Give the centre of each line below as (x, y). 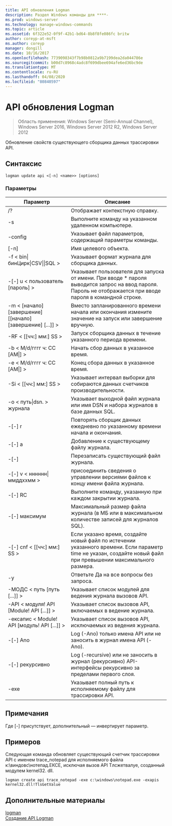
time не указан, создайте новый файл (117, 553)
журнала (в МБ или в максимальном (117, 513)
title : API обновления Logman (38, 10)
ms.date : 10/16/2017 (27, 53)
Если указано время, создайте (109, 534)
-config (17, 237)
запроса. (82, 581)
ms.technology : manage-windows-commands (49, 24)
